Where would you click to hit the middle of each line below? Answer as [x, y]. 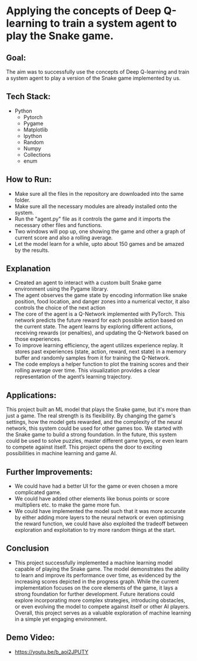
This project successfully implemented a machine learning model [94, 563]
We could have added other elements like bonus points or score [92, 499]
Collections [37, 154]
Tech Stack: [29, 96]
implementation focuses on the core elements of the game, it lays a [96, 587]
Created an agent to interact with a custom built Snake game [88, 283]
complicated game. [38, 492]
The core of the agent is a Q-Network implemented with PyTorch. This [100, 314]
